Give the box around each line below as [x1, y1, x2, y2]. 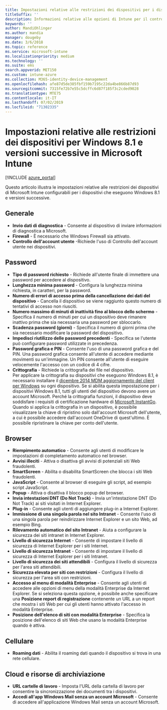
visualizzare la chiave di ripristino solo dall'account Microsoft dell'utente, [12, 409, 162, 415]
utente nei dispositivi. [12, 243, 56, 249]
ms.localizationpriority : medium [5, 53, 75, 59]
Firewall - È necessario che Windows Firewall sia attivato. [12, 233, 131, 239]
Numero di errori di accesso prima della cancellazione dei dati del [12, 292, 151, 298]
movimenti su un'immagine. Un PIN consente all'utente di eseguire [12, 356, 149, 362]
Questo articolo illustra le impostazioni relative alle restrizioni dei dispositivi [5, 184, 159, 190]
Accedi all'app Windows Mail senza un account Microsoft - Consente [12, 694, 158, 700]
